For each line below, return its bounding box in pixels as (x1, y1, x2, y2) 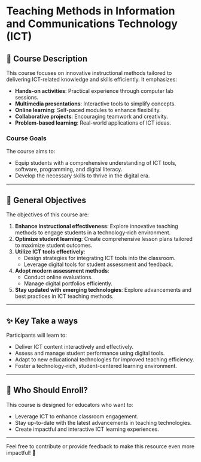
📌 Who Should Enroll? (6, 385, 89, 395)
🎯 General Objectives (6, 195, 87, 205)
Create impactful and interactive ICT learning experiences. (14, 425, 160, 433)
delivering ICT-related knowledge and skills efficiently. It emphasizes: (6, 76, 178, 83)
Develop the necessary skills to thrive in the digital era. (14, 172, 150, 179)
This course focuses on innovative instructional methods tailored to (6, 70, 172, 76)
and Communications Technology (6, 17, 178, 31)
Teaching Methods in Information (6, 4, 175, 18)
